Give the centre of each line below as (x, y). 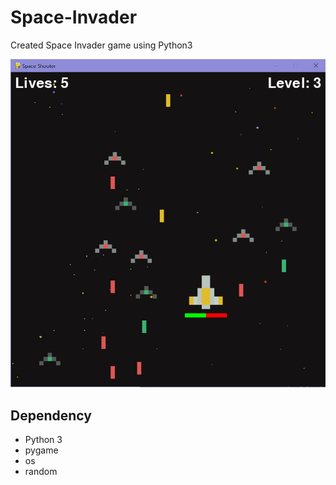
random (41, 472)
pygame (41, 450)
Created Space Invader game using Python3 (101, 45)
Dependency (51, 415)
